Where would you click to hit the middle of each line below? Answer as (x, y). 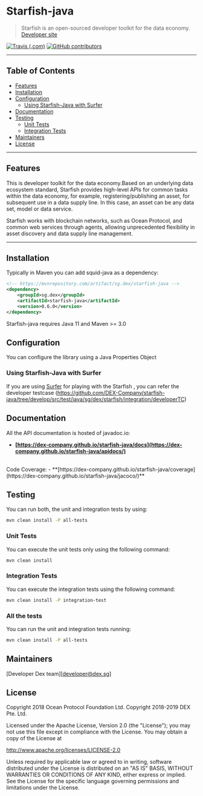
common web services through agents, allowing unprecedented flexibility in (101, 227)
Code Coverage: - (29, 469)
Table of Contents (41, 71)
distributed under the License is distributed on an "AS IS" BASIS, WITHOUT (100, 768)
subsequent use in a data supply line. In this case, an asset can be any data (100, 202)
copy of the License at (34, 738)
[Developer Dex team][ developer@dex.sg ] (59, 673)
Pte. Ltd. (17, 713)
